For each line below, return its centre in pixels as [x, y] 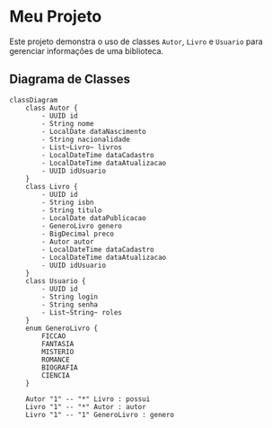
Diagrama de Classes [70, 80]
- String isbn [68, 202]
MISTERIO [58, 352]
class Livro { [52, 186]
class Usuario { [56, 281]
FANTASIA [58, 343]
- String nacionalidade [86, 139]
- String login [70, 297]
